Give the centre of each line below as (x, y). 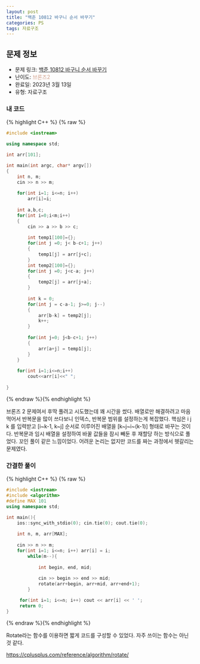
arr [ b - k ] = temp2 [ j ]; (65, 315)
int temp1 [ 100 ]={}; (52, 238)
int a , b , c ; (30, 210)
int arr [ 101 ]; (24, 155)
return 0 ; (32, 606)
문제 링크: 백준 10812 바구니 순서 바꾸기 (61, 70)
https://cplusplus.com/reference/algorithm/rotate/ (68, 654)
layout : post (22, 12)
